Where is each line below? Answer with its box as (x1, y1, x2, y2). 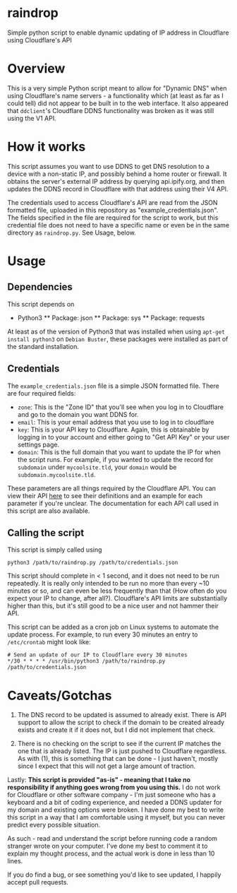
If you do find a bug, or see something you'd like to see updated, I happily (7, 870, 221, 879)
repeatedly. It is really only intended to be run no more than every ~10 (7, 579, 209, 588)
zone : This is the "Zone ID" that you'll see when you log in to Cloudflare (17, 403, 224, 411)
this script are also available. (7, 507, 90, 515)
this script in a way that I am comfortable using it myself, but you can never (7, 813, 226, 822)
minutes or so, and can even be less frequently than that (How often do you (7, 586, 227, 595)
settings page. (17, 440, 60, 449)
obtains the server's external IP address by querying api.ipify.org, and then (7, 177, 225, 185)
